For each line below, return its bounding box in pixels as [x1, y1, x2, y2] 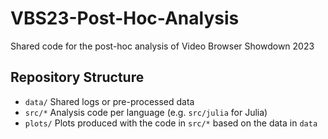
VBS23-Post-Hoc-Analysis [10, 7, 240, 30]
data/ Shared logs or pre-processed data [24, 95, 195, 107]
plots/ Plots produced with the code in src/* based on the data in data [24, 117, 318, 129]
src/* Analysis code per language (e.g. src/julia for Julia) [24, 106, 268, 118]
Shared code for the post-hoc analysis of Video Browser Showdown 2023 [10, 40, 315, 52]
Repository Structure [10, 69, 145, 86]
